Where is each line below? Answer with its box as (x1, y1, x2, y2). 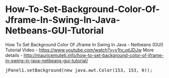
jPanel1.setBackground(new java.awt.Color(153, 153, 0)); (5, 67, 153, 73)
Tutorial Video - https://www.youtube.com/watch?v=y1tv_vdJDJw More (5, 47, 154, 53)
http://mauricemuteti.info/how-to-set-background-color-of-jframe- (23, 52, 164, 58)
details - (5, 52, 23, 58)
